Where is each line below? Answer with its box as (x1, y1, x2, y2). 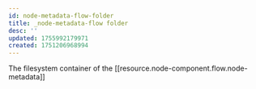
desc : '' (8, 26, 38, 34)
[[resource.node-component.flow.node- (114, 63, 249, 73)
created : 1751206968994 (8, 42, 89, 50)
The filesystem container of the (8, 63, 113, 73)
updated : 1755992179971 (8, 34, 89, 42)
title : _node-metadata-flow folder (8, 19, 129, 27)
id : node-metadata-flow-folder (8, 11, 114, 20)
